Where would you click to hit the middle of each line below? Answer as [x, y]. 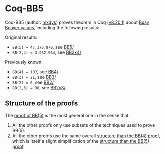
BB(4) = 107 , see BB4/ [35, 72]
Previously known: [24, 62]
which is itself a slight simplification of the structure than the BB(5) [81, 141]
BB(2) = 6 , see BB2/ [33, 82]
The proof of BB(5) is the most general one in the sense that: [68, 115]
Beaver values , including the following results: [52, 27]
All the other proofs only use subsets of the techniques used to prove [84, 125]
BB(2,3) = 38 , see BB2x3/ [39, 87]
